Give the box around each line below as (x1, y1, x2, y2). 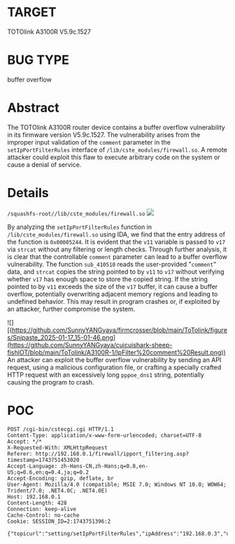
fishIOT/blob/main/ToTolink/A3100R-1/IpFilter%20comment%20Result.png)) (7, 348, 226, 357)
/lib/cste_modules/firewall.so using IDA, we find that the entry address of (7, 230, 226, 239)
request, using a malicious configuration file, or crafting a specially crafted (7, 363, 222, 371)
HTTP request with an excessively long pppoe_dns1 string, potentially (7, 370, 204, 379)
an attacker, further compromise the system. (7, 305, 136, 313)
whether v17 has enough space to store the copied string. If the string (7, 274, 208, 283)
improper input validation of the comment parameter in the (7, 138, 171, 146)
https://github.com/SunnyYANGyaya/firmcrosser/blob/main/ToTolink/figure (11, 326, 227, 334)
